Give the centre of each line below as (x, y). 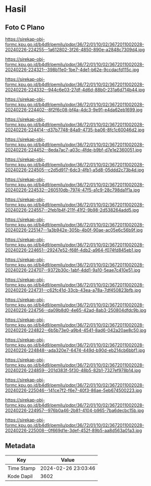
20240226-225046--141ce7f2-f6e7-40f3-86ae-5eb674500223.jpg (74, 390)
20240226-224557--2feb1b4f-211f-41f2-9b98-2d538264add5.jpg (72, 210)
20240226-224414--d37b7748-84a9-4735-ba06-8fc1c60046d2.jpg (75, 130)
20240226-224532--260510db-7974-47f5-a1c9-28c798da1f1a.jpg (73, 190)
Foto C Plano (25, 27)
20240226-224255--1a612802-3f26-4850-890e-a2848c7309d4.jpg (75, 50)
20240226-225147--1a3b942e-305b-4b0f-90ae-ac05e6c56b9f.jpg (74, 230)
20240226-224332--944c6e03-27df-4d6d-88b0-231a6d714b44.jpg (75, 90)
